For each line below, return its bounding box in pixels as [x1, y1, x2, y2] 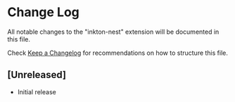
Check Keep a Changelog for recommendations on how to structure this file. [7, 49, 229, 57]
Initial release [17, 87, 56, 96]
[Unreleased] [7, 69, 67, 81]
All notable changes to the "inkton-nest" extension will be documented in [7, 27, 220, 36]
